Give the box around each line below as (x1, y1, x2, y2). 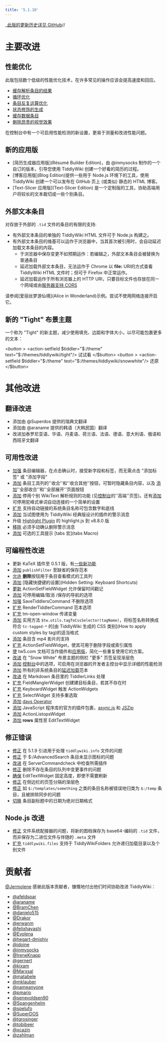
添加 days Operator (12, 698, 52, 704)
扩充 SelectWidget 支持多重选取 (12, 692, 78, 698)
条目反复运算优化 (12, 100, 48, 106)
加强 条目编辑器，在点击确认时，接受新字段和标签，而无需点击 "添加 (12, 467, 153, 474)
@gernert (12, 958, 32, 964)
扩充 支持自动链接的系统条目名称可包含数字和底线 (12, 505, 115, 511)
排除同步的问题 (29, 791, 61, 797)
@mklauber (12, 979, 36, 985)
